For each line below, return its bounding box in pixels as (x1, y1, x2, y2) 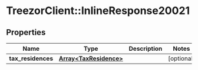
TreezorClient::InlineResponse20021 (6, 4, 190, 17)
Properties (6, 27, 46, 37)
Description (128, 45, 163, 52)
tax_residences (9, 54, 54, 62)
